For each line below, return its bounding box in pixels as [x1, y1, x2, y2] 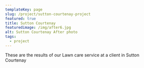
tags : [5, 34, 16, 39]
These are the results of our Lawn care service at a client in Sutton [5, 52, 140, 58]
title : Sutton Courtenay [5, 20, 56, 26]
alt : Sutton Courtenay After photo [5, 30, 78, 34]
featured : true [5, 16, 36, 21]
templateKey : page [5, 7, 43, 12]
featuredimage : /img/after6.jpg [5, 25, 71, 30]
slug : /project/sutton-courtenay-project [5, 12, 91, 17]
